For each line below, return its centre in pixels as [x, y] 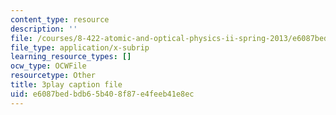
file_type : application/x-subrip [80, 47]
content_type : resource [60, 19]
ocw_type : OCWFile [48, 66]
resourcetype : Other [53, 76]
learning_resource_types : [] [71, 57]
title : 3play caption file [66, 85]
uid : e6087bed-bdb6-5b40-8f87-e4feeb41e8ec [102, 94]
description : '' [44, 29]
